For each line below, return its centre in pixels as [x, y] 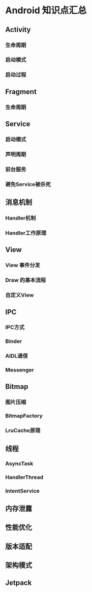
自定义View [20, 295]
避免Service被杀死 [28, 184]
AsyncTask [19, 463]
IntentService [22, 491]
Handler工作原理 [26, 233]
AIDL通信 [17, 356]
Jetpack [19, 583]
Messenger [20, 370]
